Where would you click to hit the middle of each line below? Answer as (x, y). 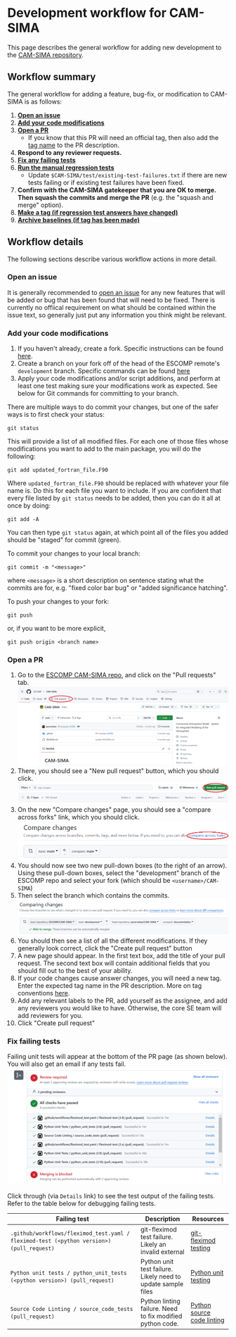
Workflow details (46, 242)
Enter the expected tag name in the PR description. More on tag (110, 985)
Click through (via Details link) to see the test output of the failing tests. (111, 1195)
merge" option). (40, 205)
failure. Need (159, 1309)
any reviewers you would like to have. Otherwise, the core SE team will (119, 1008)
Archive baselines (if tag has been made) (79, 220)
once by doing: (29, 506)
